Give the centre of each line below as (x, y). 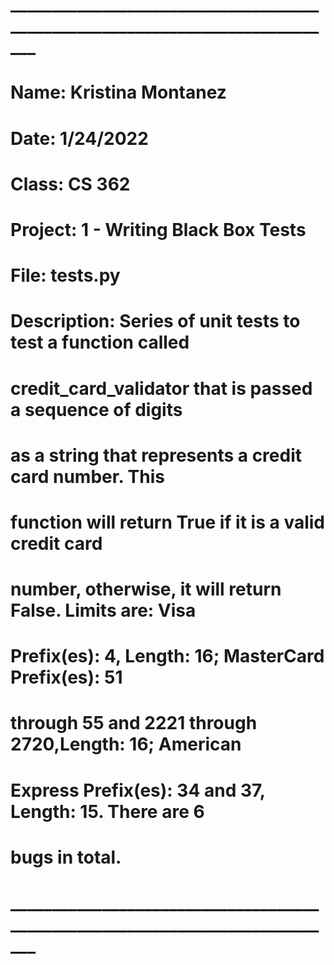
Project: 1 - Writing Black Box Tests (158, 229)
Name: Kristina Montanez (118, 92)
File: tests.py (65, 275)
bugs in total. (66, 857)
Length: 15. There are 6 (107, 811)
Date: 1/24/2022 (79, 138)
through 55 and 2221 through (134, 723)
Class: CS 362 (70, 184)
